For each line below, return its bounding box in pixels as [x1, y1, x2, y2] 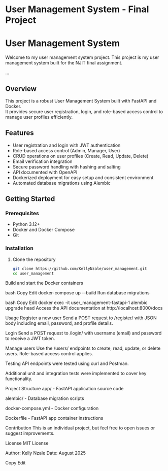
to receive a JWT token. [5, 335, 55, 342]
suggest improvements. [5, 430, 55, 436]
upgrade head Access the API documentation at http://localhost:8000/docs [5, 305, 163, 311]
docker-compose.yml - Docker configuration [5, 405, 99, 412]
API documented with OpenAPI [12, 169, 78, 175]
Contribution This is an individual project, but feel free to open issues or [5, 425, 155, 431]
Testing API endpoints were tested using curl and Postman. [5, 360, 129, 366]
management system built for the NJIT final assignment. [5, 60, 123, 66]
